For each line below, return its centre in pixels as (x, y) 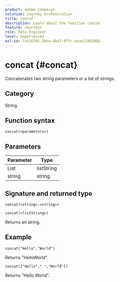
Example (18, 237)
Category (20, 94)
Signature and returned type (49, 194)
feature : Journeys (23, 28)
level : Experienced (25, 37)
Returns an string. (23, 222)
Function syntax (30, 120)
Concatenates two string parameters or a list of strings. (60, 78)
